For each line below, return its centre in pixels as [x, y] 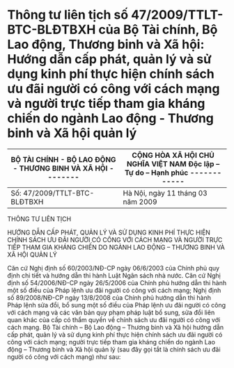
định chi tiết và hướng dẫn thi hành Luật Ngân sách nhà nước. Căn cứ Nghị [114, 275]
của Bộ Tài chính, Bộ [158, 30]
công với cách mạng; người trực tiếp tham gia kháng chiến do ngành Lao [111, 342]
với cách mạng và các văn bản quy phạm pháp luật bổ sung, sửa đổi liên [111, 312]
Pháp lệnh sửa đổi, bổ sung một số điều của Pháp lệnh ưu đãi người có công [117, 305]
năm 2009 [140, 202]
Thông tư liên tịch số [68, 15]
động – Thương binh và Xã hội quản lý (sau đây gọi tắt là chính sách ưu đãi [114, 349]
